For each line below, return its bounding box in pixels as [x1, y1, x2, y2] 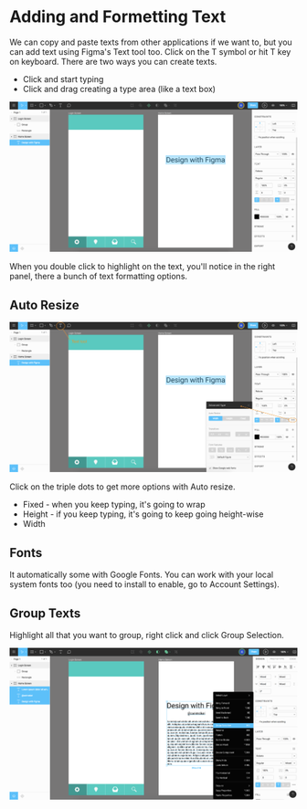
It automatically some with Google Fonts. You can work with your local [9, 569, 274, 581]
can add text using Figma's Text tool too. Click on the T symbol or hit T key [9, 46, 291, 57]
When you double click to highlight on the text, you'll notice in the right [9, 261, 276, 272]
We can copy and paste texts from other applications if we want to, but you [9, 37, 292, 47]
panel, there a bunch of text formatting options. [9, 271, 188, 282]
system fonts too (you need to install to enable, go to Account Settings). [9, 579, 281, 590]
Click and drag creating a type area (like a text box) [22, 83, 217, 94]
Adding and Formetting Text [9, 6, 227, 27]
